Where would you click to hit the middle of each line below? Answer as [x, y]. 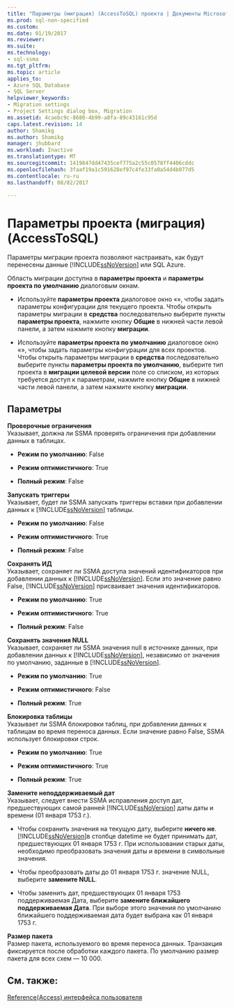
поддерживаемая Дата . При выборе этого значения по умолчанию [119, 908]
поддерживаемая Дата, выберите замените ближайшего [103, 900]
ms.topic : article [34, 72]
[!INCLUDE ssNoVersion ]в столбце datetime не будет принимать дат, [117, 836]
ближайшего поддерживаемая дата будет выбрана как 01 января [115, 915]
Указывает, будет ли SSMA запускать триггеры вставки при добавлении [115, 502]
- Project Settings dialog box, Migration [70, 111]
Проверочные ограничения [49, 426]
